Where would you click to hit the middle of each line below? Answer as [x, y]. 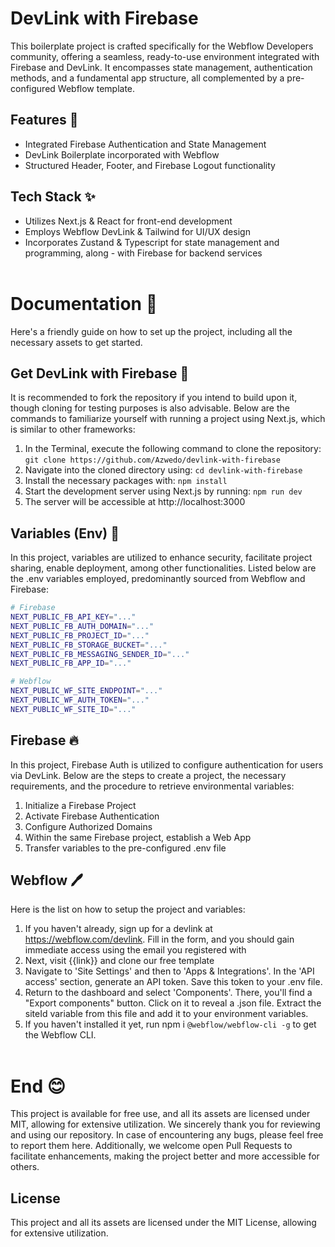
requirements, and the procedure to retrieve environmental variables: [152, 786]
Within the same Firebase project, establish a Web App [138, 837]
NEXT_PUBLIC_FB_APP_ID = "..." [71, 663]
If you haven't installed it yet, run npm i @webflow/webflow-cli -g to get [170, 1024]
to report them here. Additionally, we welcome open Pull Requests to [151, 1146]
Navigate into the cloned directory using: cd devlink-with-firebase [163, 470]
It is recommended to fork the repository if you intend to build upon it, [154, 398]
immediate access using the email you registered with [135, 950]
